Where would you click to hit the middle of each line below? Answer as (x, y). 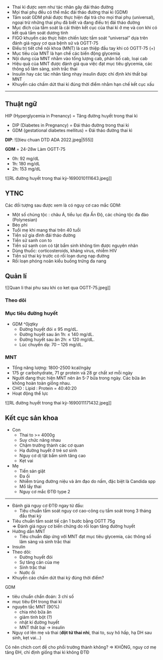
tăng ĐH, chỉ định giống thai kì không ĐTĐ (47, 652)
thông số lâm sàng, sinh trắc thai (45, 69)
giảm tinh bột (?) (36, 617)
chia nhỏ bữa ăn (35, 612)
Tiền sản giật (32, 471)
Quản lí (16, 276)
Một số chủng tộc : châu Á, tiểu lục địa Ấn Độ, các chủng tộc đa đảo (80, 214)
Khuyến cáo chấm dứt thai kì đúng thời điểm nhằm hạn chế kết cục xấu (83, 84)
